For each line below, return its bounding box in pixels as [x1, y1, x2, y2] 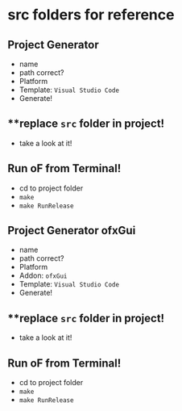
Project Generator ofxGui [7, 224, 136, 237]
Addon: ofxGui [19, 271, 68, 280]
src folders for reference [7, 6, 175, 24]
